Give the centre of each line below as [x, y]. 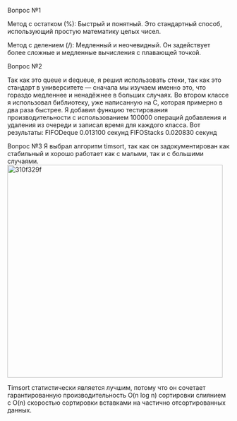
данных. [19, 410]
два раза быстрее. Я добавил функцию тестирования [87, 110]
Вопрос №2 [25, 66]
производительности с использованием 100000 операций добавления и [117, 117]
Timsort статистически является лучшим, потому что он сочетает [107, 387]
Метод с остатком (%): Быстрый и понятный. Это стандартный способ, [115, 24]
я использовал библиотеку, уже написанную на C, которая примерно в [115, 102]
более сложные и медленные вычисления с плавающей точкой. [104, 53]
